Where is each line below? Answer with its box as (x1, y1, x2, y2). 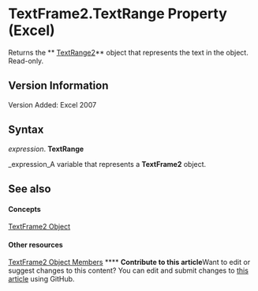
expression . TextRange (8, 144, 84, 153)
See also (8, 182, 51, 195)
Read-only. (8, 56, 44, 66)
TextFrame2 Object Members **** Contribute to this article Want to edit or (8, 258, 251, 267)
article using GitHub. (8, 274, 75, 284)
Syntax (8, 123, 44, 137)
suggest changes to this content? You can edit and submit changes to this (8, 266, 249, 275)
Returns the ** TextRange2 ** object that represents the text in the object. (8, 47, 249, 57)
